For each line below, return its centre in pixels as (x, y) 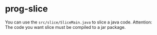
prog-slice (26, 9)
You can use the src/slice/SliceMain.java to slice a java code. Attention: (78, 22)
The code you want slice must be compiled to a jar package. (65, 27)
